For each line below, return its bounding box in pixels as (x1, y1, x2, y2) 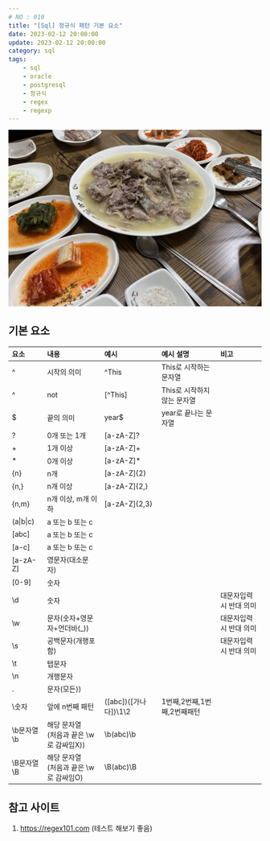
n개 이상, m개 (47, 494, 90, 504)
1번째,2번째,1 (161, 697, 205, 707)
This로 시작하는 (161, 362, 211, 372)
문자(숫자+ (47, 613, 81, 623)
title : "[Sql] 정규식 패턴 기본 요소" (8, 21, 123, 30)
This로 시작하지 (161, 385, 211, 394)
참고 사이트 (8, 801, 60, 814)
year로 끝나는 (161, 407, 204, 418)
